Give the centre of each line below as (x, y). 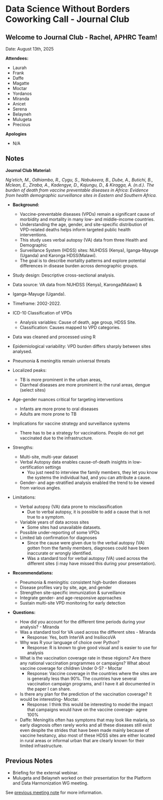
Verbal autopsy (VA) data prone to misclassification (71, 506)
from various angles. (40, 487)
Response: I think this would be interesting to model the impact (90, 704)
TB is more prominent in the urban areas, (61, 380)
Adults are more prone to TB (48, 414)
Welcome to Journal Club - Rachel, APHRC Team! (81, 37)
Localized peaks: (29, 370)
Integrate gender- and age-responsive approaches (71, 598)
